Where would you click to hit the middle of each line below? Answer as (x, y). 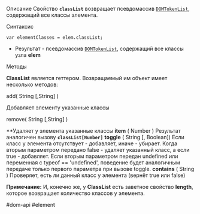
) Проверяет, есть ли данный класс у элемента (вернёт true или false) (96, 175)
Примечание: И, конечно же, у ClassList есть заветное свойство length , (100, 187)
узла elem (28, 55)
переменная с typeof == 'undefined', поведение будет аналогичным (93, 163)
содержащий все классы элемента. (52, 15)
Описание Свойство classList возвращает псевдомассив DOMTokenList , (98, 9)
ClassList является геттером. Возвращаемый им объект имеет (87, 78)
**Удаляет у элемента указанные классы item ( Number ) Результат (93, 131)
